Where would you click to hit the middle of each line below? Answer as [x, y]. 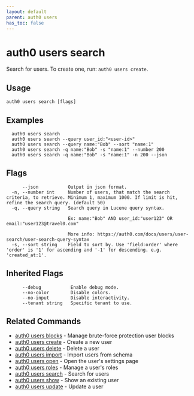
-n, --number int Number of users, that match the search [91, 192]
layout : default [26, 12]
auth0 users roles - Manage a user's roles [66, 368]
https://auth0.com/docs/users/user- [143, 234]
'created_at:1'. [26, 255]
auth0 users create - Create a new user [63, 342]
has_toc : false [25, 23]
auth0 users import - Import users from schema [74, 355]
